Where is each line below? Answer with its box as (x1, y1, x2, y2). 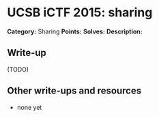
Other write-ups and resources (7, 85, 142, 97)
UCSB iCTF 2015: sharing (7, 5, 153, 20)
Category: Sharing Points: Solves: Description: (7, 27, 143, 35)
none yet (16, 103, 42, 111)
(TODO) (7, 65, 29, 73)
